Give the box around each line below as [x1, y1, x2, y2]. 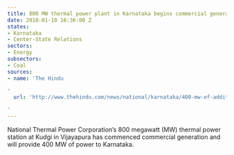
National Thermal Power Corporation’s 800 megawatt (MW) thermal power [7, 126, 221, 133]
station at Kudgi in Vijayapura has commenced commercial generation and [7, 133, 221, 141]
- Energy [7, 49, 33, 56]
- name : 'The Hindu [7, 74, 64, 82]
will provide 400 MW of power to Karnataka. [7, 140, 134, 148]
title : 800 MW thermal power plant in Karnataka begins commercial [7, 10, 208, 17]
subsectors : [7, 56, 42, 63]
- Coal [7, 62, 26, 69]
